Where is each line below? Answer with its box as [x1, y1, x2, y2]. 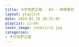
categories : [5, 30, 29, 35]
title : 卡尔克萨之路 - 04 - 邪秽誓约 [5, 7, 75, 12]
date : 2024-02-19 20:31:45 [5, 16, 60, 21]
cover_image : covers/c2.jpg [5, 25, 62, 30]
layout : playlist [5, 12, 40, 17]
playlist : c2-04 [5, 21, 38, 26]
